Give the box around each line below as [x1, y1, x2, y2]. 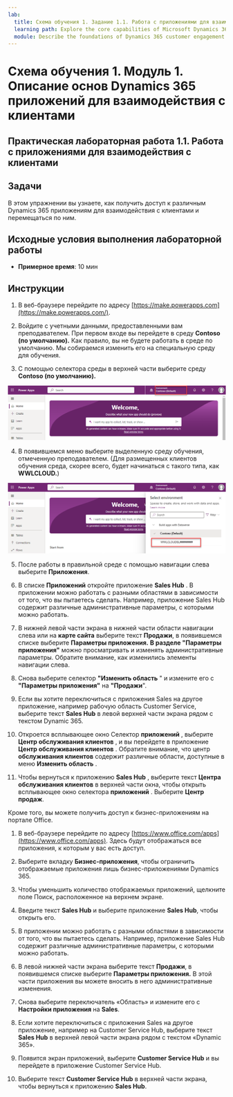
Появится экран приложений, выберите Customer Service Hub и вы [17, 1053, 220, 1062]
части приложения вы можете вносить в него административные [17, 977, 213, 985]
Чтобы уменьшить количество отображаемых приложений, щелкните [17, 885, 225, 894]
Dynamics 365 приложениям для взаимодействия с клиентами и [8, 206, 199, 214]
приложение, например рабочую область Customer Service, [17, 702, 196, 710]
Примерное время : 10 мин [17, 263, 98, 271]
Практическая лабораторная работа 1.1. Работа [8, 135, 224, 147]
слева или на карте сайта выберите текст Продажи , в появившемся [17, 631, 222, 639]
